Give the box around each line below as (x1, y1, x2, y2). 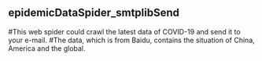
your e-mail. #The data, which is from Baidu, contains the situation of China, (8, 35, 256, 45)
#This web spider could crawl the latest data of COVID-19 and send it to (8, 27, 242, 36)
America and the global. (8, 43, 86, 53)
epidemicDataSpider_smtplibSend (8, 6, 179, 20)
